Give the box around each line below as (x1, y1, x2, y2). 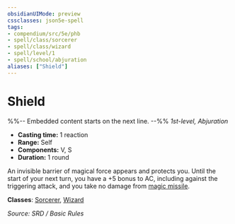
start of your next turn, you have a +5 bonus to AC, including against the (7, 174, 218, 182)
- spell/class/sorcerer (7, 37, 78, 44)
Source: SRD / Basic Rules (7, 209, 84, 218)
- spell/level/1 (7, 50, 55, 57)
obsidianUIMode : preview (7, 10, 81, 18)
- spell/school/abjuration (7, 57, 87, 64)
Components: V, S (17, 146, 72, 154)
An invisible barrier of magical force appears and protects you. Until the (7, 167, 216, 175)
